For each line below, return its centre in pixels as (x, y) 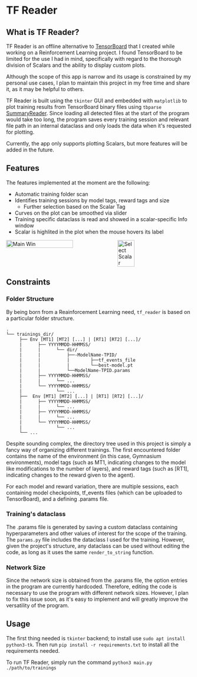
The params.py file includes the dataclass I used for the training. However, (95, 539)
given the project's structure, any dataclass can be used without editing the (98, 546)
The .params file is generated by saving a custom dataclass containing (92, 527)
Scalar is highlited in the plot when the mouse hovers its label (89, 232)
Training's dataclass (36, 514)
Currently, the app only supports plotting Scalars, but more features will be (97, 143)
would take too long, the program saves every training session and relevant (98, 119)
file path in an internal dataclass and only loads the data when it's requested (99, 126)
